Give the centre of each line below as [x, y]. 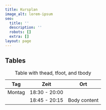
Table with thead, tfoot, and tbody [53, 73]
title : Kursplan [21, 9]
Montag [16, 92]
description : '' [26, 28]
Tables [15, 61]
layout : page [18, 41]
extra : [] [19, 37]
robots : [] [20, 32]
